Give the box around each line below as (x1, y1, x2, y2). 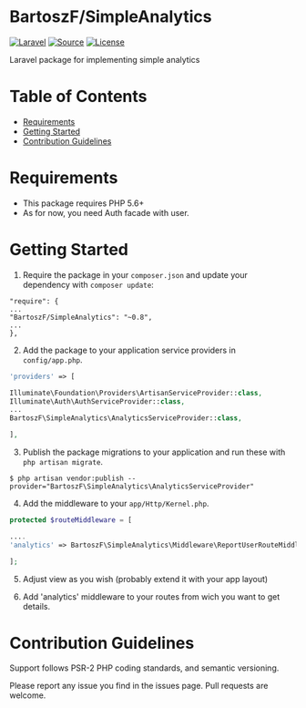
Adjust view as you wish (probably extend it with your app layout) (22, 573, 269, 584)
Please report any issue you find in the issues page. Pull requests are (9, 681, 269, 692)
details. (22, 600, 51, 611)
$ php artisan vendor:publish (9, 474, 125, 483)
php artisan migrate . (22, 457, 103, 467)
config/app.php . (22, 354, 84, 365)
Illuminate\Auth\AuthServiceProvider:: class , (9, 396, 185, 406)
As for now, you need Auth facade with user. (22, 207, 189, 218)
